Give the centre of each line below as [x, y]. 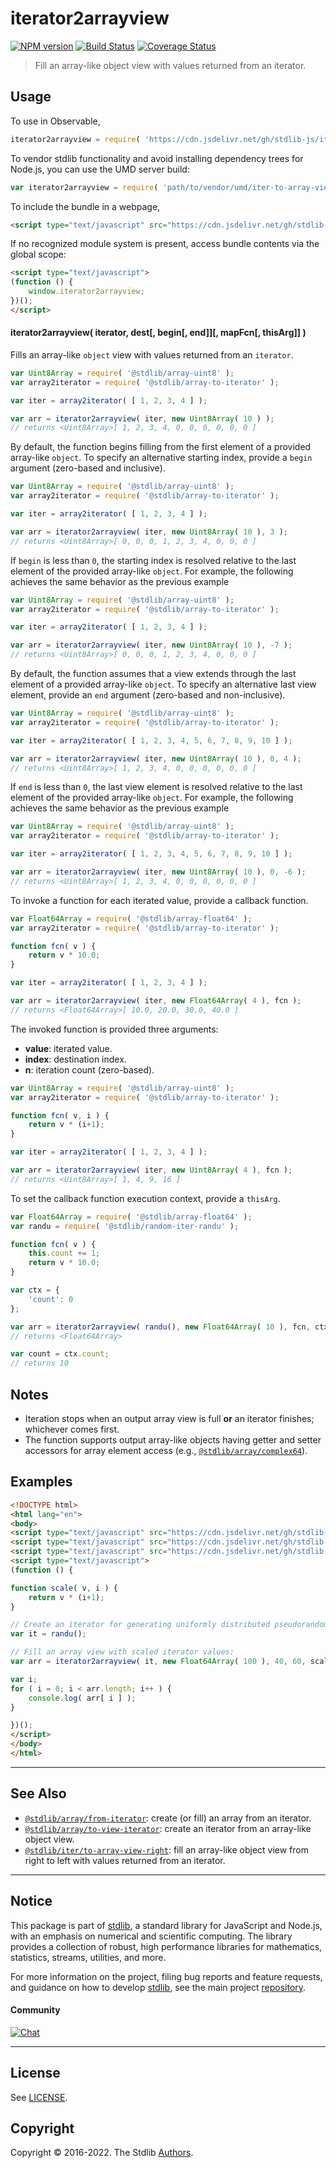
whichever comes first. [72, 1429]
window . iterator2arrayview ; [86, 292]
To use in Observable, [55, 121]
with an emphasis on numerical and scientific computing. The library [151, 1936]
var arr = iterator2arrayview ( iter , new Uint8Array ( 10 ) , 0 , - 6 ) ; [158, 872]
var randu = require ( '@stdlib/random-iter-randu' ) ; [125, 1226]
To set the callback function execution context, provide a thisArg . [145, 1198]
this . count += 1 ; [64, 1253]
